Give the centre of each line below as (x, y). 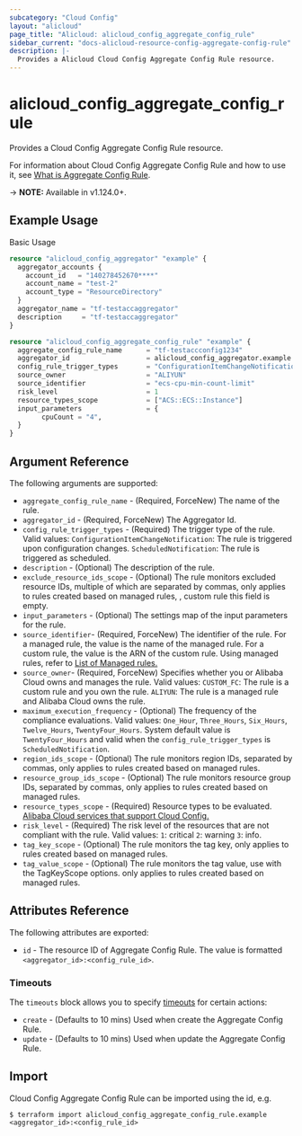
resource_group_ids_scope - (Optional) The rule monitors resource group (156, 777)
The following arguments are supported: (84, 483)
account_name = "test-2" (72, 284)
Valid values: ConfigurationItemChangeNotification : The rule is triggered (157, 538)
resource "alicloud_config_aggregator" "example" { (108, 258)
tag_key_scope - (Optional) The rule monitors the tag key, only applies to (155, 844)
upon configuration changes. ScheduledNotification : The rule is (141, 548)
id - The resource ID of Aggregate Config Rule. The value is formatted (152, 950)
